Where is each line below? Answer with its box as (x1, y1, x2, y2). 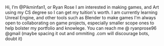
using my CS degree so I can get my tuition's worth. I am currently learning (5, 9, 158, 15)
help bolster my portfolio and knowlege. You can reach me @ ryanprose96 (5, 25, 157, 31)
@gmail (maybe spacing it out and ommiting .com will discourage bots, (5, 31, 150, 36)
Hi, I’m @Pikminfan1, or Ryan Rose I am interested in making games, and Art (5, 4, 159, 10)
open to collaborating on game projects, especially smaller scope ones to (5, 20, 155, 26)
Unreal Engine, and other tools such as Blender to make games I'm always (5, 15, 156, 20)
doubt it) (5, 36, 23, 42)
